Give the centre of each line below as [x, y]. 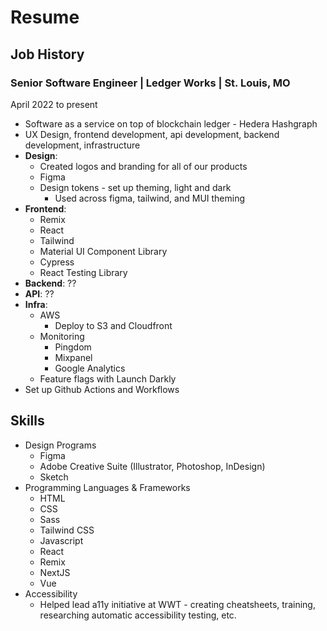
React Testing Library [83, 272]
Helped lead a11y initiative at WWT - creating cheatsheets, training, [177, 604]
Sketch [54, 477]
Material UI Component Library [103, 251]
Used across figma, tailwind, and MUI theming [150, 198]
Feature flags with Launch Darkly [108, 378]
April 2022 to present [54, 104]
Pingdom [73, 347]
